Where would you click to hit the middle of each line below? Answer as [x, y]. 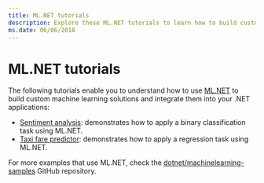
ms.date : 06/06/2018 [42, 30]
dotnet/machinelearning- [204, 163]
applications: [29, 108]
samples [22, 171]
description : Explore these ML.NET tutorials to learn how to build [123, 23]
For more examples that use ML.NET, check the [85, 163]
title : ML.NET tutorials [49, 15]
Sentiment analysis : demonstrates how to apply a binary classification [132, 123]
